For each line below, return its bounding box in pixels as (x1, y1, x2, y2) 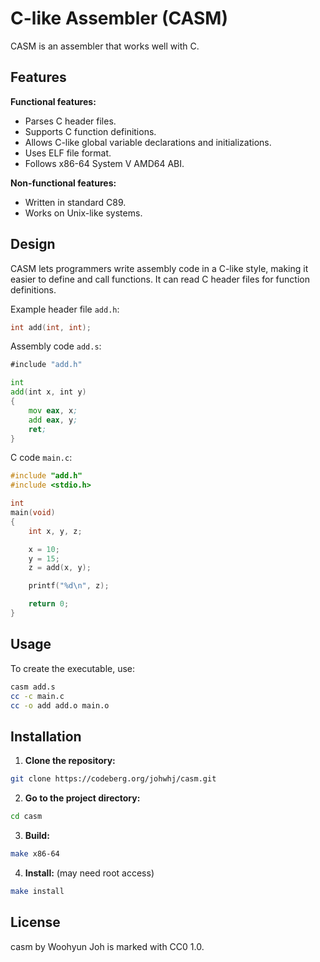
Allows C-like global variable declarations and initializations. (24, 136, 272, 148)
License (10, 914, 61, 931)
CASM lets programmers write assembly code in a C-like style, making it (10, 262, 309, 274)
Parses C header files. (24, 115, 117, 127)
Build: (24, 829, 50, 841)
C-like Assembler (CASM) (10, 7, 229, 30)
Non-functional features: (10, 177, 117, 189)
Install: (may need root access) (24, 867, 155, 879)
